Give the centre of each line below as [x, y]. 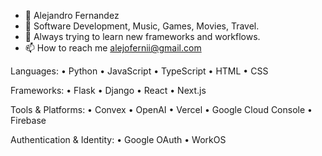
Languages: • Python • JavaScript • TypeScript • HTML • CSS [139, 71]
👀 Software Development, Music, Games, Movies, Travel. [142, 26]
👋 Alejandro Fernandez [72, 15]
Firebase [28, 120]
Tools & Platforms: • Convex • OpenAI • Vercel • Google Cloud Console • [161, 109]
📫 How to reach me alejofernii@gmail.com [113, 48]
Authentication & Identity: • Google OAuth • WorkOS [118, 139]
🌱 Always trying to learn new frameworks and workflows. [142, 36]
